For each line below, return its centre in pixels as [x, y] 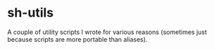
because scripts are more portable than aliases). [77, 39]
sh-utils [31, 13]
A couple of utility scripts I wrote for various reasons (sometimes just [107, 32]
